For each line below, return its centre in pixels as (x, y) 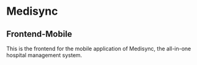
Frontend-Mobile (39, 34)
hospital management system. (44, 55)
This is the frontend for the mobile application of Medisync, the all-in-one (99, 48)
